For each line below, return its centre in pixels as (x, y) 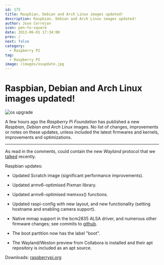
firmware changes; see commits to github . (55, 224)
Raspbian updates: (24, 166)
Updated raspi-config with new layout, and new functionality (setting (81, 204)
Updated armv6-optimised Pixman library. (54, 185)
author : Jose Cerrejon (28, 23)
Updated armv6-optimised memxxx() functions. (60, 195)
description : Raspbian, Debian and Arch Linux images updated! (71, 19)
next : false (17, 42)
